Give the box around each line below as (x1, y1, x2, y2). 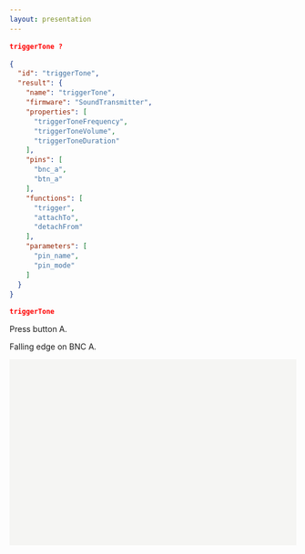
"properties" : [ (25, 107, 88, 116)
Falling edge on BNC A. (9, 341, 97, 352)
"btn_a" (33, 175, 64, 184)
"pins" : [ (25, 156, 64, 165)
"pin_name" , (33, 251, 79, 260)
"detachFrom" (33, 223, 84, 232)
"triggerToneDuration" (33, 136, 120, 146)
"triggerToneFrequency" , (33, 116, 128, 126)
